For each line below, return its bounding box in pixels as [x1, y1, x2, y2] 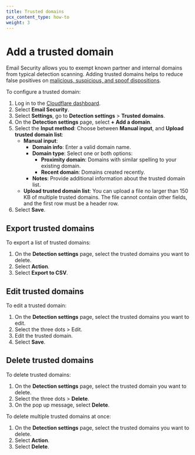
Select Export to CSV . [14, 269, 69, 276]
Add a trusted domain [6, 45, 114, 58]
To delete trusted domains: [6, 371, 71, 378]
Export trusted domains [6, 223, 95, 233]
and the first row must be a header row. [23, 200, 119, 207]
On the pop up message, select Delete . [14, 401, 110, 408]
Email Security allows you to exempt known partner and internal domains [6, 64, 183, 71]
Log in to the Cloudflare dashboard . [14, 100, 101, 107]
